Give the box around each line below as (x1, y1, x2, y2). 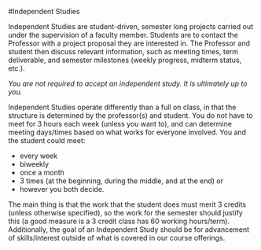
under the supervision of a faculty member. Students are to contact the (8, 31, 238, 39)
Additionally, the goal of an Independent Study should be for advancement (8, 225, 250, 234)
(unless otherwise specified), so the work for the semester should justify (8, 208, 244, 217)
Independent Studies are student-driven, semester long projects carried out (8, 22, 254, 31)
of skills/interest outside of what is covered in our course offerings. (8, 233, 226, 242)
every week (19, 151, 57, 160)
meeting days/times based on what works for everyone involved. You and (8, 127, 246, 137)
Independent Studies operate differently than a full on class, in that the (8, 102, 237, 112)
